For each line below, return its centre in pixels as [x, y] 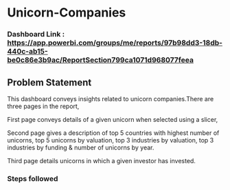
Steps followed [33, 178]
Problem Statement [49, 82]
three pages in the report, [43, 106]
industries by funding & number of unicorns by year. [81, 147]
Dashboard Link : [36, 34]
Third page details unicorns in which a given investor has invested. [101, 160]
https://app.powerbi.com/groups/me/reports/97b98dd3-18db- [115, 43]
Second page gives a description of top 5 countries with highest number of [113, 133]
